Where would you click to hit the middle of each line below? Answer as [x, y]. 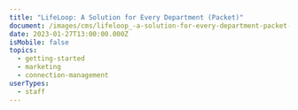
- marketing [39, 67]
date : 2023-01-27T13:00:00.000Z [69, 34]
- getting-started [51, 59]
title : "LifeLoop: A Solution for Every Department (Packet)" [126, 17]
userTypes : [29, 83]
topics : [24, 51]
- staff [31, 91]
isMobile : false [39, 42]
